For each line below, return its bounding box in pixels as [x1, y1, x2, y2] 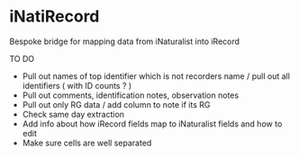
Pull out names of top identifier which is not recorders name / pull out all [22, 70, 291, 82]
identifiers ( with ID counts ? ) [22, 80, 132, 91]
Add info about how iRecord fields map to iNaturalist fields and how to [22, 118, 283, 129]
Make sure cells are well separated [22, 137, 152, 148]
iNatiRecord [9, 6, 100, 27]
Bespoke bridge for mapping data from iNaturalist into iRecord [9, 36, 240, 47]
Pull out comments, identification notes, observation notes [22, 90, 240, 100]
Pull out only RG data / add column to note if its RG [22, 99, 211, 109]
